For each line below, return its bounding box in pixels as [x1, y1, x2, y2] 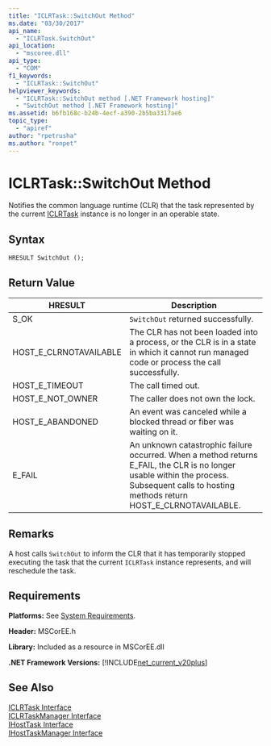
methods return [129, 490, 188, 501]
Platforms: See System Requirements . [8, 611, 135, 620]
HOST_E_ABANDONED [12, 416, 99, 427]
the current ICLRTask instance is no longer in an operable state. [8, 209, 220, 219]
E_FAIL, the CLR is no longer [129, 460, 236, 471]
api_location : [8, 42, 56, 50]
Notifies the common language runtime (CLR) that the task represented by [8, 201, 255, 210]
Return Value [8, 276, 75, 290]
